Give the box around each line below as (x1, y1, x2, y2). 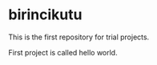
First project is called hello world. (8, 47, 118, 57)
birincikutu (8, 6, 83, 24)
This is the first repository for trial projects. (8, 32, 150, 42)
